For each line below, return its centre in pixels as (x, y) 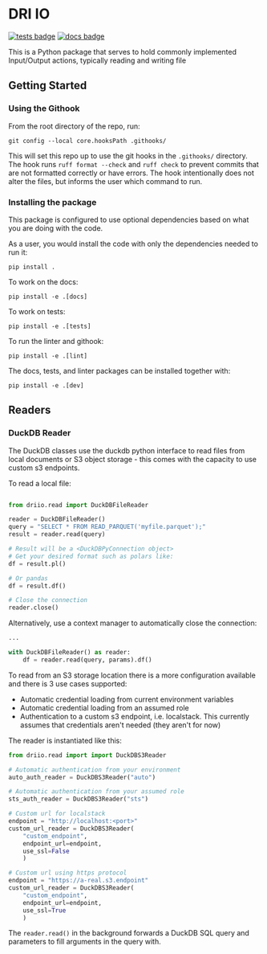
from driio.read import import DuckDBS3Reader (87, 755)
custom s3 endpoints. (44, 468)
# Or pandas (28, 578)
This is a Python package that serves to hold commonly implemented (123, 51)
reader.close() (34, 608)
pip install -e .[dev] (46, 385)
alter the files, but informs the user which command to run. (105, 181)
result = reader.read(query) (57, 534)
